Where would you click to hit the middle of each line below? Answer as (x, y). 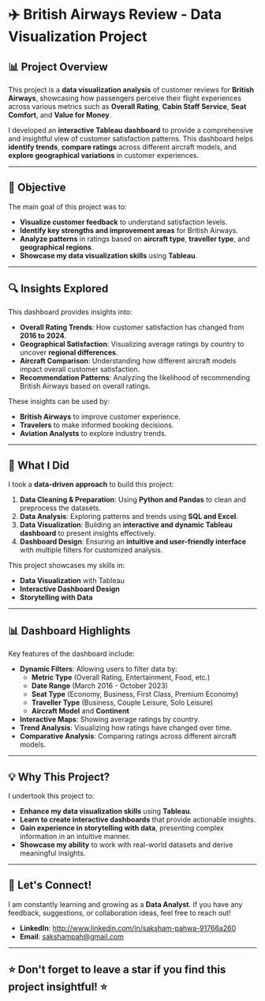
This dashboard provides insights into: (70, 311)
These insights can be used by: (59, 401)
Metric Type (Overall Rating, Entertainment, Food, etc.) (121, 677)
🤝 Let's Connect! (50, 885)
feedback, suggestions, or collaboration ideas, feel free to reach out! (119, 913)
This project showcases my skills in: (67, 566)
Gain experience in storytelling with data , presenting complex (122, 828)
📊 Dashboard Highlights (69, 631)
